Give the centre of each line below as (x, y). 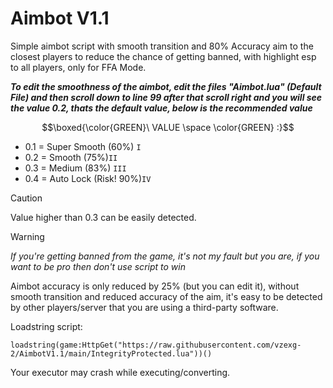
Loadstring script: (46, 326)
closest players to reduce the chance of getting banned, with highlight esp (163, 56)
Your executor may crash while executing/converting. (120, 372)
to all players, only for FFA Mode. (78, 67)
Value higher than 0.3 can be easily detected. (103, 217)
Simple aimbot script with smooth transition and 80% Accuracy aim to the (162, 46)
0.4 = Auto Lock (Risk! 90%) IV (88, 178)
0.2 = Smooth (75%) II (71, 157)
